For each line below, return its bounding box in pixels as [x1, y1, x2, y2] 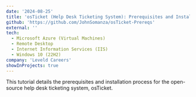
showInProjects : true [6, 62, 59, 69]
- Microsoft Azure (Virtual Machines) [11, 35, 106, 41]
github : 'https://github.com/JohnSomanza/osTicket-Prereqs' [6, 19, 156, 25]
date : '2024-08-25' [6, 8, 54, 15]
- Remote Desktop [11, 41, 54, 47]
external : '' [6, 24, 38, 31]
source [6, 85, 23, 92]
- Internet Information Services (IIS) [11, 46, 108, 52]
